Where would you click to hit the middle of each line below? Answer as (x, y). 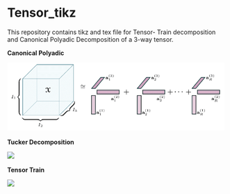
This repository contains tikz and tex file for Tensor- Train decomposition (112, 32)
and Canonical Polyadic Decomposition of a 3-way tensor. (90, 39)
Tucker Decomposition (41, 142)
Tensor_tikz (42, 13)
